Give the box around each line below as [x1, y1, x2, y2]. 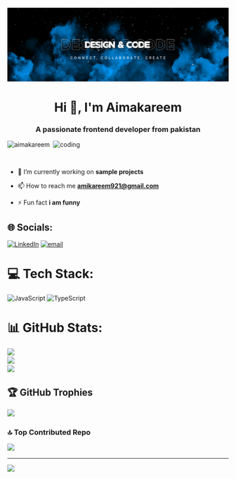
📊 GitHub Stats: [7, 320, 103, 336]
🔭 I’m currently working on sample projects [17, 168, 144, 176]
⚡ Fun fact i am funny [17, 198, 81, 207]
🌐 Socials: [7, 221, 53, 233]
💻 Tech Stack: [7, 266, 94, 282]
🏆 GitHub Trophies [7, 387, 93, 399]
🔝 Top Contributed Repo [7, 427, 91, 437]
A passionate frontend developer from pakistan [35, 124, 201, 134]
